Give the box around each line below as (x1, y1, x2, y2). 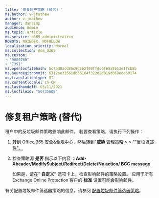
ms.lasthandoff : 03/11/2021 (5, 84, 63, 89)
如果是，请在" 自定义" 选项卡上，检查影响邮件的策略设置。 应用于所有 (12, 171, 153, 177)
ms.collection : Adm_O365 (5, 48, 56, 53)
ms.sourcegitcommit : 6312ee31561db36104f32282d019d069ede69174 (5, 71, 137, 76)
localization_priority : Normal (5, 44, 69, 48)
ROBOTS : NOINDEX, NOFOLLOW (5, 39, 60, 44)
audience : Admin (5, 25, 38, 30)
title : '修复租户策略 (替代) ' (5, 7, 63, 12)
